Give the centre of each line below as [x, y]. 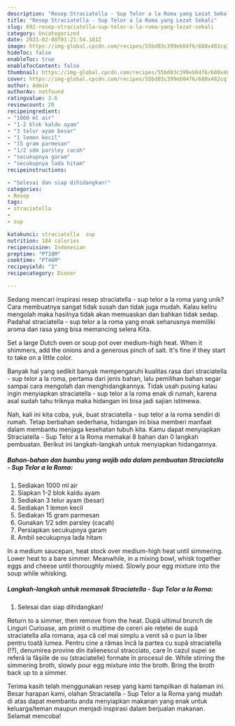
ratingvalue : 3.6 [33, 99]
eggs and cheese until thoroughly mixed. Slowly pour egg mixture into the [114, 566]
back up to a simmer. [37, 672]
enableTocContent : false [43, 66]
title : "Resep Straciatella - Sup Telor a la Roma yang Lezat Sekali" [112, 20]
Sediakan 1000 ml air [48, 485]
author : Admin [28, 85]
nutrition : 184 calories [43, 241]
